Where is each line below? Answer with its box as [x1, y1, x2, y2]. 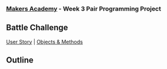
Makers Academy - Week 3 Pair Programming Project [6, 5, 162, 13]
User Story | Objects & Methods [6, 38, 83, 45]
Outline [6, 55, 34, 65]
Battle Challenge [6, 23, 69, 33]
